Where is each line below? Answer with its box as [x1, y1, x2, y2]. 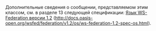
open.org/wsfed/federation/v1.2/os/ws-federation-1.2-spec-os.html [5, 20, 149, 26]
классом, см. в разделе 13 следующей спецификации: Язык [5, 9, 137, 15]
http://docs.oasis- [54, 15, 93, 20]
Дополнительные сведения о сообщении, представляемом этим [5, 4, 148, 10]
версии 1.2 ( [29, 15, 55, 20]
